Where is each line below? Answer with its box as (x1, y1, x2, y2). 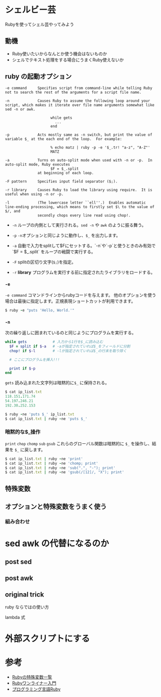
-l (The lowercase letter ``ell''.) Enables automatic (5, 200, 146, 205)
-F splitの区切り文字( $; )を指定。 (12, 259, 76, 265)
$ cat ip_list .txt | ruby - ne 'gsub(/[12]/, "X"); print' (5, 470, 124, 475)
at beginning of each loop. (37, 170, 94, 175)
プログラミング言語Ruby (12, 686, 61, 692)
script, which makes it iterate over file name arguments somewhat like (5, 102, 155, 107)
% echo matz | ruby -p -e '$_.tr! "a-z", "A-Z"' (50, 145, 150, 150)
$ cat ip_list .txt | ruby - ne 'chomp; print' (5, 461, 98, 466)
